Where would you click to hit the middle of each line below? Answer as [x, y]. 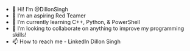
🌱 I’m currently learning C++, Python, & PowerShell [76, 22]
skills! [19, 35]
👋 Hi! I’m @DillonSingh [40, 9]
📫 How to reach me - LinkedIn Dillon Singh [66, 41]
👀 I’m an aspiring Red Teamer [49, 16]
